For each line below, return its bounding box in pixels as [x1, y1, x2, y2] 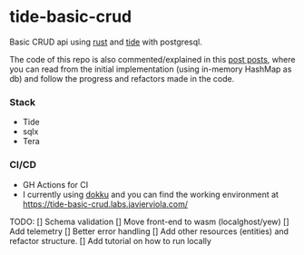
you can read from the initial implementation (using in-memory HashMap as [9, 64, 292, 74]
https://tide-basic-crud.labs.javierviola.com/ [22, 198, 189, 210]
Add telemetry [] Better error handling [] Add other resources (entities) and [9, 225, 289, 237]
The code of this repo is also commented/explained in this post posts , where [9, 54, 296, 64]
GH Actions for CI [22, 179, 89, 190]
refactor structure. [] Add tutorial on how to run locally [9, 235, 211, 246]
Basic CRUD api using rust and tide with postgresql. [9, 36, 202, 47]
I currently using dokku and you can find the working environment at [22, 189, 279, 200]
